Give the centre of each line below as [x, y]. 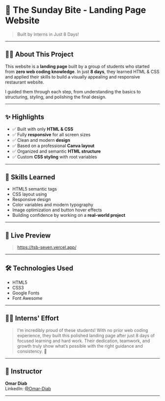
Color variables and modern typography [53, 205]
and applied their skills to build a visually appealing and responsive [73, 77]
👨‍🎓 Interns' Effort [32, 318]
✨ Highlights [25, 117]
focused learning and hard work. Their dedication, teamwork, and [83, 341]
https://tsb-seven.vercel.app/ [47, 247]
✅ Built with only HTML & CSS [43, 129]
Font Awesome [27, 298]
